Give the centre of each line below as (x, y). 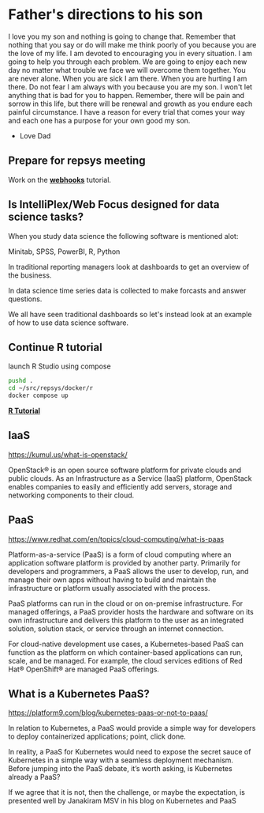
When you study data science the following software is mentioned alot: (123, 236)
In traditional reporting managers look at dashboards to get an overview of (129, 267)
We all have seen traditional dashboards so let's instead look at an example (130, 314)
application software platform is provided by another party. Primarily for (125, 562)
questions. (25, 299)
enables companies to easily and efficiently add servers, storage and (120, 486)
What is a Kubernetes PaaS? (79, 694)
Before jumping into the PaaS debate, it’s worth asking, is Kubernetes (120, 769)
